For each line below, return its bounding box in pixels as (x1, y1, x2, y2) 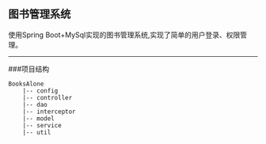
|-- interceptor (22, 108, 77, 116)
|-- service (22, 121, 62, 129)
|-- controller (22, 93, 73, 101)
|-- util (22, 128, 51, 136)
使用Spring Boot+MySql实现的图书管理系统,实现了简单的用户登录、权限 (8, 30, 241, 40)
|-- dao (22, 100, 47, 108)
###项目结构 (8, 64, 50, 74)
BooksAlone (8, 80, 44, 88)
